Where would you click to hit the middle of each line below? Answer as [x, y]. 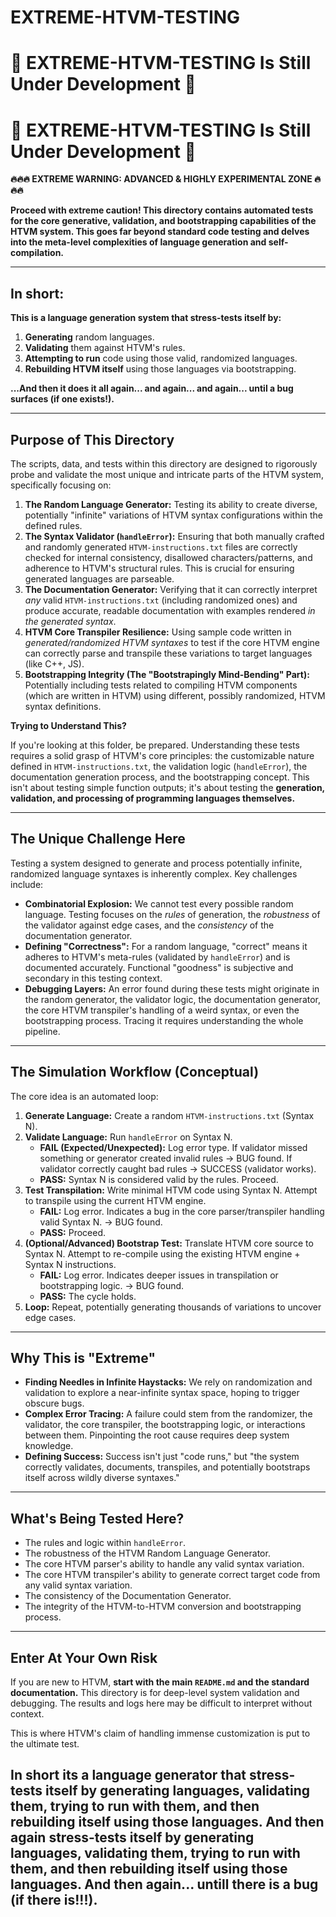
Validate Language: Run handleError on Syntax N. [128, 1137]
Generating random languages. [89, 337]
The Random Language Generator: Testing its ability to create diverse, [171, 504]
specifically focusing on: [61, 485]
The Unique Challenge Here [98, 839]
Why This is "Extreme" [83, 1357]
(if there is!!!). [54, 1900]
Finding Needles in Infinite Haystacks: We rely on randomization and [168, 1382]
